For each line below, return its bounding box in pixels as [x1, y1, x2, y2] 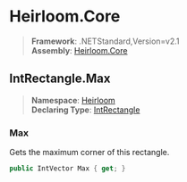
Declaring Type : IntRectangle [30, 104, 140, 115]
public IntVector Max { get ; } [9, 164, 126, 173]
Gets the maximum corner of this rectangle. [9, 147, 170, 158]
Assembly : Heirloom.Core [30, 45, 128, 55]
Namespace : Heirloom [30, 95, 116, 105]
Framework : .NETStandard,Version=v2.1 [30, 36, 180, 46]
